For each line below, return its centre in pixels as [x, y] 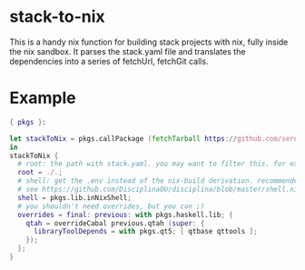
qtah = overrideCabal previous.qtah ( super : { [115, 223]
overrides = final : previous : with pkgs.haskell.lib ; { [125, 215]
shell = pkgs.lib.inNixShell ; [74, 197]
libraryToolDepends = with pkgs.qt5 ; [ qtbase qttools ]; [145, 232]
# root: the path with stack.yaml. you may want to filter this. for [152, 164]
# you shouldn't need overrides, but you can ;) [111, 206]
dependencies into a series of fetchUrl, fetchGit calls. [109, 61]
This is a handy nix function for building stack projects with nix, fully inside [149, 42]
